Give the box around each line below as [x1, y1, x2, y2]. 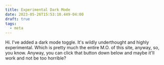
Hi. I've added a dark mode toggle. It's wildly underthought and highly [5, 39, 149, 45]
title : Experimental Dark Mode [5, 7, 70, 12]
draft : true [5, 16, 30, 21]
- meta [9, 26, 23, 31]
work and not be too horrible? [5, 55, 66, 61]
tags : [5, 21, 16, 26]
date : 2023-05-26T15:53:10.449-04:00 [5, 12, 84, 17]
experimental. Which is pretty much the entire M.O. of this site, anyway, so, [5, 45, 159, 51]
